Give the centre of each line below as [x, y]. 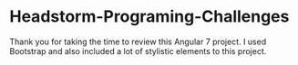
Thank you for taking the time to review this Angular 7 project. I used [138, 42]
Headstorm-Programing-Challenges [149, 17]
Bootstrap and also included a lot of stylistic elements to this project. [138, 51]
